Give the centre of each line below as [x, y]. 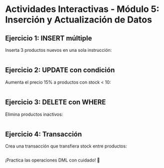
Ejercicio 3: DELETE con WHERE [56, 102]
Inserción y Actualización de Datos [79, 20]
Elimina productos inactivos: [34, 114]
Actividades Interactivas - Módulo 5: [82, 9]
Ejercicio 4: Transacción [44, 134]
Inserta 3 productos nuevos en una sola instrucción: [59, 50]
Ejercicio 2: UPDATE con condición [60, 70]
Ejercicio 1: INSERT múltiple [49, 38]
